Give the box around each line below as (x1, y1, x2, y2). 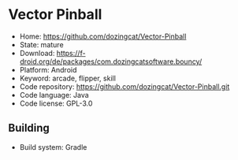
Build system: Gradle (19, 142, 87, 151)
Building (8, 121, 50, 135)
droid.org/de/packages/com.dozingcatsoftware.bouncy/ (19, 57, 203, 66)
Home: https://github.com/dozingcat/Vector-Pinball (19, 32, 187, 41)
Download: (19, 48, 55, 58)
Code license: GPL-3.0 (19, 99, 93, 108)
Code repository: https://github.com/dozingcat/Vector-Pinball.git (19, 81, 230, 91)
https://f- (56, 48, 86, 58)
